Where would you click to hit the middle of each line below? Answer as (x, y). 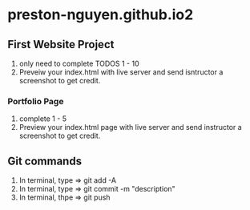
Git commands (44, 161)
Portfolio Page (36, 101)
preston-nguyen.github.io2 (101, 15)
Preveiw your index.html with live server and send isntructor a (121, 72)
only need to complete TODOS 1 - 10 (79, 63)
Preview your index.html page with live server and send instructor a (130, 127)
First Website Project (61, 44)
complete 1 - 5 (43, 119)
